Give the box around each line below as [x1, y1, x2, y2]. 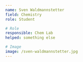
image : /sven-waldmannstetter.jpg [5, 49, 78, 54]
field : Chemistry [5, 12, 42, 17]
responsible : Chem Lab [5, 31, 53, 36]
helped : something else [5, 35, 56, 40]
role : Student [5, 17, 35, 22]
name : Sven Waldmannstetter [5, 7, 65, 13]
